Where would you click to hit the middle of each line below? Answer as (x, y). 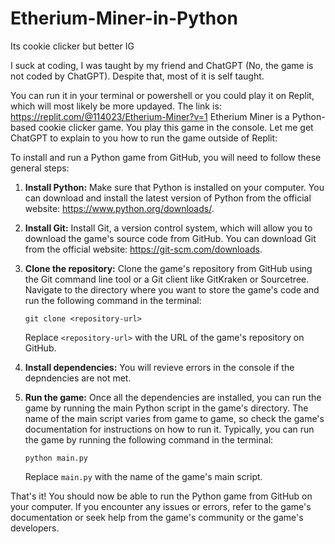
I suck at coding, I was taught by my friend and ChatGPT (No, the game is (162, 65)
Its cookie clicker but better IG (72, 46)
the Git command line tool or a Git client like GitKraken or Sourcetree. (167, 279)
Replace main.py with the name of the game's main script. (143, 476)
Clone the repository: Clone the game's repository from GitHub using (168, 268)
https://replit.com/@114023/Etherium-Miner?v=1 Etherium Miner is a (150, 116)
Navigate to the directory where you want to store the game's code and (172, 289)
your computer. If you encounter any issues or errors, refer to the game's (161, 506)
